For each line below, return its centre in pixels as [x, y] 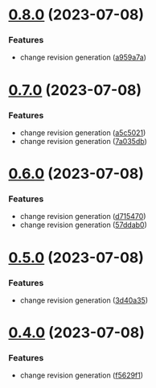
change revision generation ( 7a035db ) [83, 141]
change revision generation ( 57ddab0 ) [83, 225]
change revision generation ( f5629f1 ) [81, 375]
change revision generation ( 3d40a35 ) [84, 300]
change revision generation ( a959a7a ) [83, 57]
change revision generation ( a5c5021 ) [83, 132]
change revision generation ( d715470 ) [83, 217]
